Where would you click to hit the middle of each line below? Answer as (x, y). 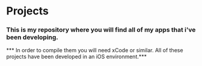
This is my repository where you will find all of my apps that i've (101, 30)
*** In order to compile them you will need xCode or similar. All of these (95, 50)
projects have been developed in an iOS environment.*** (77, 57)
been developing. (32, 37)
